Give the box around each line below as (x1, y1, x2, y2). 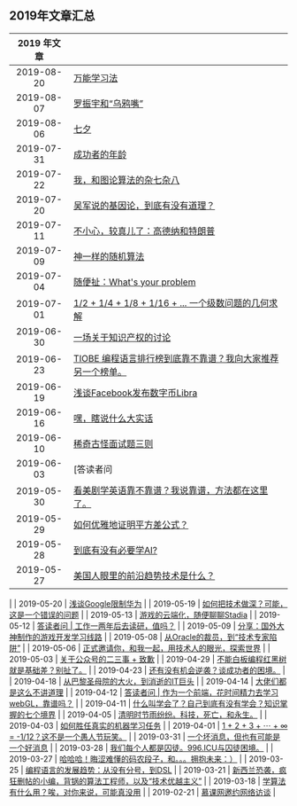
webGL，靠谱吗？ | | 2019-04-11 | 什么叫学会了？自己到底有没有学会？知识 (9, 698, 280, 708)
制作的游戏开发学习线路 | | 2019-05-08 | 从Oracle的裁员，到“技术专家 (16, 631, 270, 642)
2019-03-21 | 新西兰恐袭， (183, 764, 279, 775)
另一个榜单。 (73, 365, 127, 378)
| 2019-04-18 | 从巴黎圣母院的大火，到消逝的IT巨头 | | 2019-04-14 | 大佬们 (9, 676, 279, 686)
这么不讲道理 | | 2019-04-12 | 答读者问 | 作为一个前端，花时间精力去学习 (16, 686, 278, 698)
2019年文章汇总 (9, 8, 95, 24)
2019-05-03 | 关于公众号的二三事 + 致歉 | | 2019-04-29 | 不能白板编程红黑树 (9, 653, 287, 664)
